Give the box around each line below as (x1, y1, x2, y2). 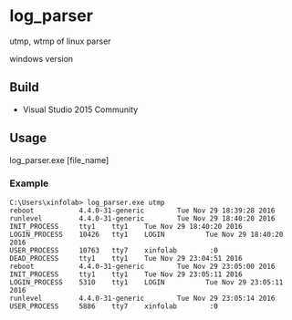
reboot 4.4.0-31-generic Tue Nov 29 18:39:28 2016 (9, 206, 276, 215)
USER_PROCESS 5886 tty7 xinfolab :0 (9, 302, 219, 311)
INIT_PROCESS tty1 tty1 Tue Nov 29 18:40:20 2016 (9, 222, 244, 231)
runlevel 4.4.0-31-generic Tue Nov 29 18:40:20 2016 (9, 213, 276, 223)
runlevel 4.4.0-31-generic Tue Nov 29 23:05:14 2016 (9, 294, 276, 303)
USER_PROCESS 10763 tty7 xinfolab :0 (9, 245, 219, 255)
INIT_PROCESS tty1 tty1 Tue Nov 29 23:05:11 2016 (9, 270, 244, 279)
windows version (9, 53, 74, 64)
